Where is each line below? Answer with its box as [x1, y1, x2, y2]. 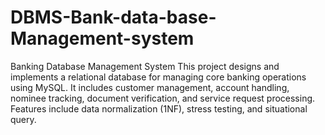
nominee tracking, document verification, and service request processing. [10, 92, 316, 104]
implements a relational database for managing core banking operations [10, 71, 307, 83]
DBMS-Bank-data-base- [10, 6, 217, 29]
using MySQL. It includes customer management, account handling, [10, 81, 290, 93]
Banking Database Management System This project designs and [10, 60, 280, 72]
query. [10, 113, 37, 125]
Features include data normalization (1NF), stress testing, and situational [10, 102, 308, 115]
